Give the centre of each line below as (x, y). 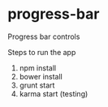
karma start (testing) (54, 93)
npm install (38, 68)
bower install (41, 76)
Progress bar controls (44, 36)
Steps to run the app (42, 52)
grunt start (37, 85)
